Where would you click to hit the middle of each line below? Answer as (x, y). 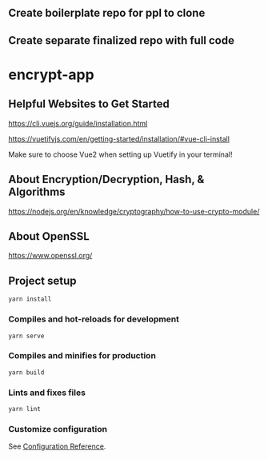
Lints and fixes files (47, 393)
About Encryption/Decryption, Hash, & (106, 180)
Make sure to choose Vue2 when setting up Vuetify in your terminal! (120, 154)
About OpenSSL (49, 236)
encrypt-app (51, 74)
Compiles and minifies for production (82, 356)
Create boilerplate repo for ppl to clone (107, 13)
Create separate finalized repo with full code (121, 40)
